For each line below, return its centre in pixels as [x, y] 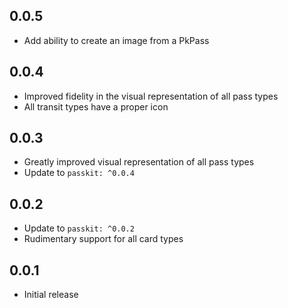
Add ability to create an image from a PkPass [116, 40]
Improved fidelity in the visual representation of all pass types [151, 96]
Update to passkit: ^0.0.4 [79, 173]
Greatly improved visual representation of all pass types [139, 162]
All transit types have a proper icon [96, 106]
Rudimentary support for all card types [103, 239]
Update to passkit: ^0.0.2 [79, 228]
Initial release [51, 295]
